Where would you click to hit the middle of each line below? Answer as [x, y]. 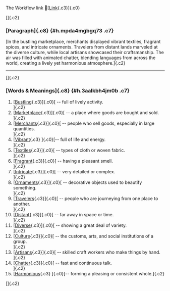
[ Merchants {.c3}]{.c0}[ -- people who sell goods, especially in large [84, 123]
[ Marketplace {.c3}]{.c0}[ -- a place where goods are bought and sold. [86, 112]
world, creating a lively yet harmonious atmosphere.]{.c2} [66, 63]
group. [20, 241]
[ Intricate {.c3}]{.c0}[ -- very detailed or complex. [64, 171]
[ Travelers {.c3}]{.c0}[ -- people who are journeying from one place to [86, 198]
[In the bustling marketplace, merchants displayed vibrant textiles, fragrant [83, 42]
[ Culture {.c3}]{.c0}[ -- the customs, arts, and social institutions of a [83, 236]
